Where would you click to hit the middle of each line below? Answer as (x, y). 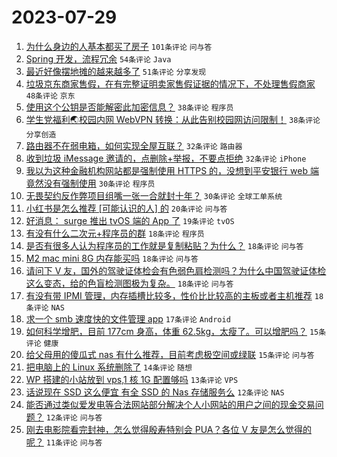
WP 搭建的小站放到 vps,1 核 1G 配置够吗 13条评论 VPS (132, 379)
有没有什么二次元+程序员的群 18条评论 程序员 (115, 233)
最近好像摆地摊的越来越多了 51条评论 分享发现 (116, 71)
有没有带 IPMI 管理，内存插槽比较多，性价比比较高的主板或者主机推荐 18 (174, 295)
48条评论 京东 (50, 96)
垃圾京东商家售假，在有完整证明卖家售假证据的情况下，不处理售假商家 (170, 83)
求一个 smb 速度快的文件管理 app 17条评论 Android (128, 318)
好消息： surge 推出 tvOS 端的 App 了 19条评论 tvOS (130, 220)
